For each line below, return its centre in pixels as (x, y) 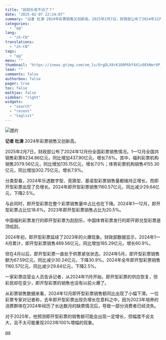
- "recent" (21, 111)
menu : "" (14, 60)
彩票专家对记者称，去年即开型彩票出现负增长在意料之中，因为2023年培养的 (82, 299)
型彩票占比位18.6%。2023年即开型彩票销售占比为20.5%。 (64, 210)
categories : (17, 24)
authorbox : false (23, 79)
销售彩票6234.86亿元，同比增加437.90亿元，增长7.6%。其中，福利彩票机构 (82, 158)
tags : (11, 51)
